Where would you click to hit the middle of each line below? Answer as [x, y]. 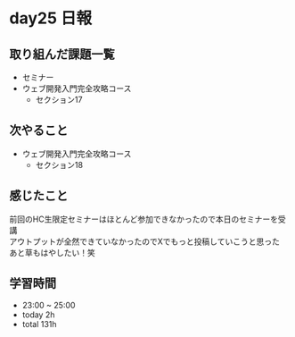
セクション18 [59, 164]
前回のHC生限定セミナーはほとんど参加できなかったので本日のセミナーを [144, 219]
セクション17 [59, 100]
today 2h [38, 315]
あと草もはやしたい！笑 [52, 252]
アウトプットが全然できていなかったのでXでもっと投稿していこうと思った [145, 241]
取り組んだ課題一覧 [62, 54]
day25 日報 [50, 18]
